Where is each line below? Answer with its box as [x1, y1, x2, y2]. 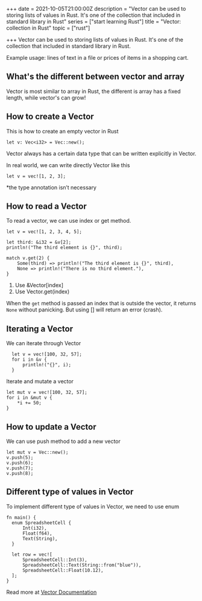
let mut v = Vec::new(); [6, 450, 69, 456]
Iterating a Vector [6, 323, 74, 334]
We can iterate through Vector [6, 340, 81, 347]
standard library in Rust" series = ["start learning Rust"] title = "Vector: [6, 18, 181, 25]
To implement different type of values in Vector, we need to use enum [6, 503, 180, 510]
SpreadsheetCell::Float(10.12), [22, 567, 104, 573]
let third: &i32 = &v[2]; [6, 240, 71, 246]
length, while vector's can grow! [6, 94, 86, 101]
